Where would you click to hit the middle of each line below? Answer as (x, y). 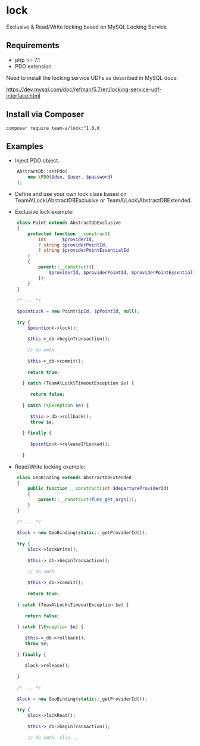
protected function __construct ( (69, 234)
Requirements (33, 46)
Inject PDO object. (37, 161)
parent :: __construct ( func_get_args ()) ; (87, 500)
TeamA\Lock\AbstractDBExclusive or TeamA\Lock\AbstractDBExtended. (103, 200)
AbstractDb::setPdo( (42, 171)
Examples (25, 146)
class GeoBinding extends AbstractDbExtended (74, 477)
